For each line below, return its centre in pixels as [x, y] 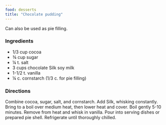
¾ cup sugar [25, 57]
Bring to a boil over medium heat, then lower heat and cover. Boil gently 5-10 [83, 107]
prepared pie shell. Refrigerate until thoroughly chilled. [61, 118]
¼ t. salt [20, 62]
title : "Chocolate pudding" [34, 14]
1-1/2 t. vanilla [26, 73]
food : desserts [21, 10]
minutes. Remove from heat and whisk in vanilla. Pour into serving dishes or [83, 112]
